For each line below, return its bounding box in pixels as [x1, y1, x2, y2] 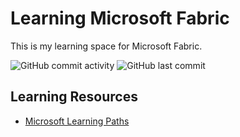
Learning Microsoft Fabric [10, 7, 230, 30]
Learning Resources [10, 88, 138, 106]
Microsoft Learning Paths [24, 115, 130, 127]
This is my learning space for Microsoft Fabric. [10, 40, 203, 52]
